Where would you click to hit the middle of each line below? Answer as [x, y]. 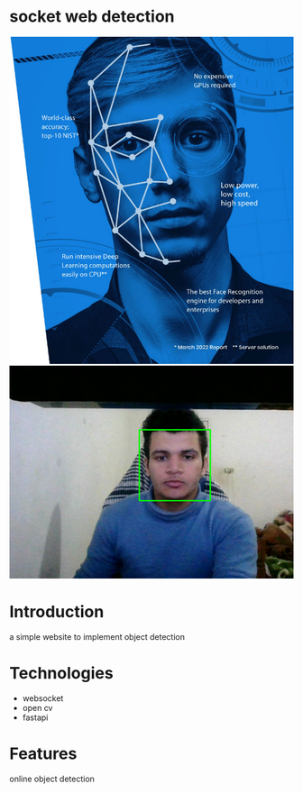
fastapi [35, 717]
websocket [43, 698]
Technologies [62, 673]
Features [43, 753]
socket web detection [92, 17]
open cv [37, 707]
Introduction [57, 612]
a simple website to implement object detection [97, 636]
